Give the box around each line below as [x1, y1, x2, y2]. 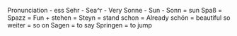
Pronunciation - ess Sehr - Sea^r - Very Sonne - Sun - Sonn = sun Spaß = [7, 6, 223, 14]
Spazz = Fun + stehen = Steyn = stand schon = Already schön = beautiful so [7, 13, 231, 22]
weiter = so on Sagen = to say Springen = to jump [7, 21, 152, 29]
